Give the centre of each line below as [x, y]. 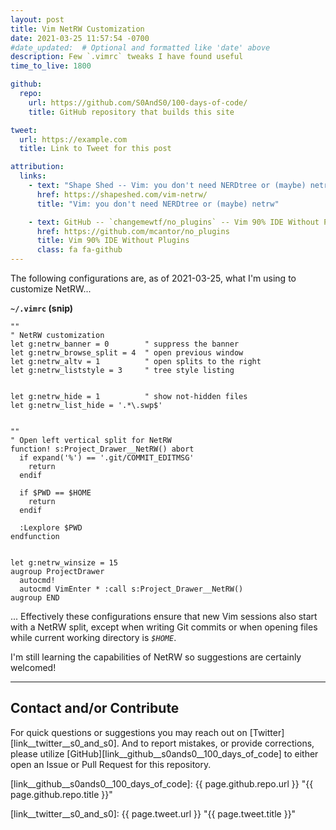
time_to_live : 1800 [51, 66]
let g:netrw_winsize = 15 [64, 563]
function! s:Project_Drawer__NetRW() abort [102, 449]
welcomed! [33, 667]
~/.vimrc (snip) [42, 308]
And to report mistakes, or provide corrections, [218, 743]
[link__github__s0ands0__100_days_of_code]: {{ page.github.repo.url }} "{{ [162, 783]
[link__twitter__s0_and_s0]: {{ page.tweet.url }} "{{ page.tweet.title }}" [153, 813]
